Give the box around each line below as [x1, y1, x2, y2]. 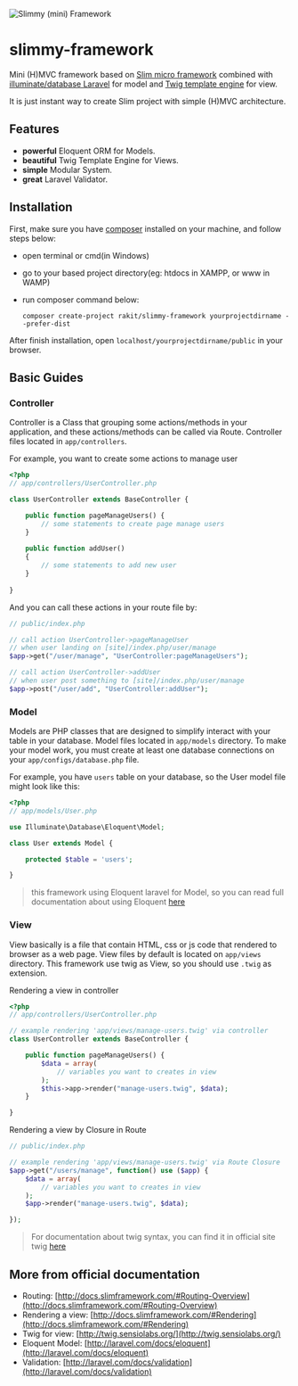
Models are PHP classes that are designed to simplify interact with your [9, 726, 271, 737]
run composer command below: [21, 294, 140, 305]
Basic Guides [9, 370, 84, 385]
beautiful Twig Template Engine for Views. [21, 154, 180, 165]
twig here [30, 1241, 67, 1252]
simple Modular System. [21, 164, 113, 175]
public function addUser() [25, 544, 125, 553]
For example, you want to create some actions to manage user [9, 453, 238, 464]
